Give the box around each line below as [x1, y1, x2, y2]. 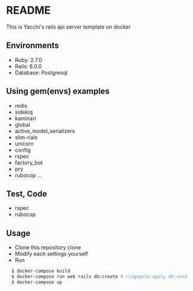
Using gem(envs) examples [6, 86, 110, 96]
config [14, 146, 31, 154]
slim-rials [14, 133, 38, 140]
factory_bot [14, 159, 43, 166]
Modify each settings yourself [14, 251, 88, 258]
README [6, 4, 51, 17]
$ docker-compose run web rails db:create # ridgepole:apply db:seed [11, 274, 187, 280]
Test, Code [6, 189, 48, 199]
